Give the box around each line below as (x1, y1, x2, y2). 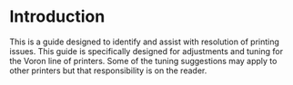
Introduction (9, 6, 106, 27)
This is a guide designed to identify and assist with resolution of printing (9, 36, 280, 47)
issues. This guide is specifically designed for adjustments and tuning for (9, 45, 284, 56)
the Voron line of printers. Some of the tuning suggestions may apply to (9, 55, 278, 66)
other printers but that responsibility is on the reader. (9, 65, 207, 76)
